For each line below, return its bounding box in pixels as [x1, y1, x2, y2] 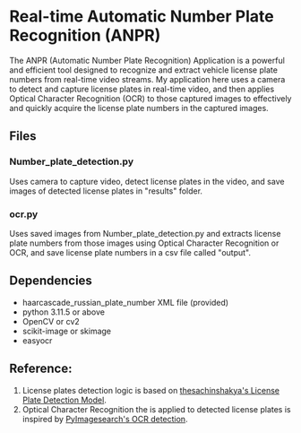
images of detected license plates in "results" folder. [9, 186, 203, 196]
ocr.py [9, 208, 39, 221]
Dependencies [9, 273, 92, 289]
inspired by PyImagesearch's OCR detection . [21, 413, 188, 424]
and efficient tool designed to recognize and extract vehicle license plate [9, 65, 278, 75]
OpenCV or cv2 [21, 316, 81, 326]
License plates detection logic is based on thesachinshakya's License [21, 385, 280, 395]
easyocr [21, 334, 53, 346]
